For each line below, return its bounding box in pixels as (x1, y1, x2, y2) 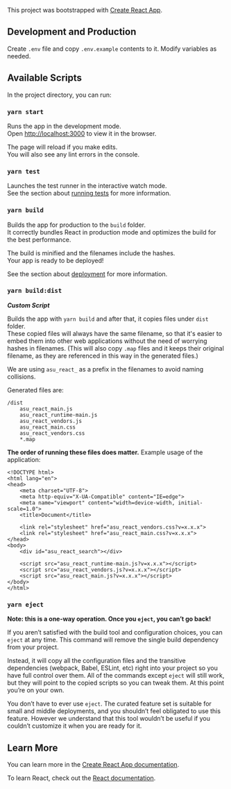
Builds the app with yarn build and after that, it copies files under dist (7, 314, 209, 323)
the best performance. (7, 235, 71, 244)
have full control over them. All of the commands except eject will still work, (7, 671, 225, 680)
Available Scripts (7, 72, 82, 84)
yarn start (7, 108, 44, 115)
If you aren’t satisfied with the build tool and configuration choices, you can (7, 628, 223, 637)
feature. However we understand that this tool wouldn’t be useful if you (7, 715, 210, 723)
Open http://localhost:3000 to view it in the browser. (7, 129, 157, 138)
